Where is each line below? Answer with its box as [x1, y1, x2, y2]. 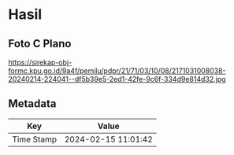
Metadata [8, 97, 57, 111]
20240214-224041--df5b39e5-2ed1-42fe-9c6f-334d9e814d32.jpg [8, 75, 226, 83]
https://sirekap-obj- [8, 57, 72, 67]
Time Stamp [12, 134, 58, 145]
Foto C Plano [8, 37, 72, 50]
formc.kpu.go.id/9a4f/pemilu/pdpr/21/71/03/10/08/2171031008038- [8, 66, 226, 76]
